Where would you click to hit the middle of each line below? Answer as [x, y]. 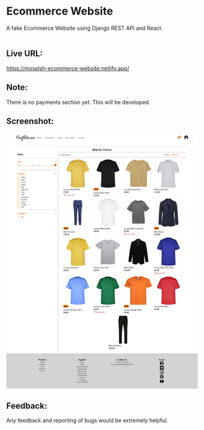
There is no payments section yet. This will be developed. [78, 102]
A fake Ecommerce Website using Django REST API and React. [84, 28]
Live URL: [25, 54]
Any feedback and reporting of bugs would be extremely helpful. [87, 420]
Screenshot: [30, 121]
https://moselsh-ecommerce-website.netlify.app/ [68, 68]
